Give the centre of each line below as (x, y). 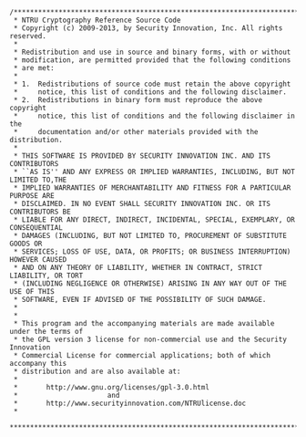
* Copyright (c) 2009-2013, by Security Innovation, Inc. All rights (148, 28)
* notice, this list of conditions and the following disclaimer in (154, 116)
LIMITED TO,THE (38, 180)
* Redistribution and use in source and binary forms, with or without (152, 52)
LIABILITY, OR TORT (46, 276)
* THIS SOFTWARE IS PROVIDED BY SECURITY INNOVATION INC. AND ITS (142, 156)
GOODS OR (26, 244)
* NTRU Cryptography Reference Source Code (97, 20)
